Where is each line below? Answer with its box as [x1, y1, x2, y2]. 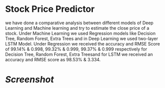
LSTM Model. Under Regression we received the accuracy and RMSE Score [5, 41, 161, 46]
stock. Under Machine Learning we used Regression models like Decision [5, 30, 156, 36]
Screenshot [5, 74, 54, 85]
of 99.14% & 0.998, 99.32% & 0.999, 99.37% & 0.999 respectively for [5, 46, 148, 52]
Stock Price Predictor [5, 3, 95, 15]
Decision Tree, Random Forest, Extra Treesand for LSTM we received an [5, 51, 153, 57]
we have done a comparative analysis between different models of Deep [5, 20, 154, 26]
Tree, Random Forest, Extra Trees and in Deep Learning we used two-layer [5, 36, 158, 42]
